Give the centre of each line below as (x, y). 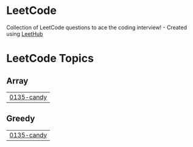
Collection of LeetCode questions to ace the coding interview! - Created (97, 27)
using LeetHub (25, 33)
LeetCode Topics (50, 59)
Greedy (21, 119)
